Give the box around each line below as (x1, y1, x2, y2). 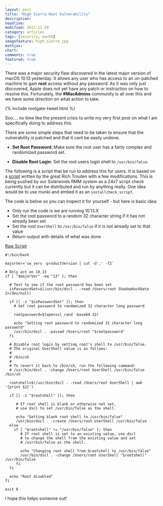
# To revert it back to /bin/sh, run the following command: (9, 363, 136, 368)
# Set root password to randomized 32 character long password (14, 304, 145, 309)
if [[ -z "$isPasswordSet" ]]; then (9, 300, 84, 304)
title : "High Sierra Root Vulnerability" (5, 12, 91, 17)
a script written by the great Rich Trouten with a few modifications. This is (5, 173, 153, 179)
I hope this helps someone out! (5, 495, 67, 502)
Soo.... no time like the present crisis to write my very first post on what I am (5, 115, 158, 121)
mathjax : (5, 43, 23, 48)
